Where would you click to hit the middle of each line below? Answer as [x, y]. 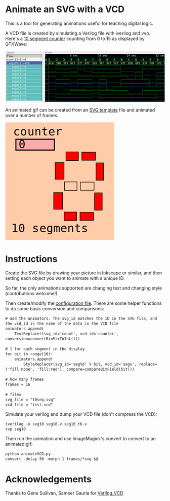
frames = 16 [18, 385]
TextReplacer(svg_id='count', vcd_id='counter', [67, 334]
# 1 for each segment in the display [45, 349]
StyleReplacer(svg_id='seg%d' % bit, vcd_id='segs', [80, 364]
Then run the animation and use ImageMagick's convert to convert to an [80, 439]
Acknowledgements [49, 479]
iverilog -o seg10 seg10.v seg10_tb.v [46, 424]
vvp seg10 [16, 430]
